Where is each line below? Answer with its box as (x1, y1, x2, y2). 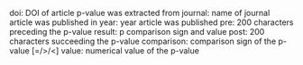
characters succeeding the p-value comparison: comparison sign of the (9, 36, 277, 46)
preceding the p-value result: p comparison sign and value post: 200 (9, 27, 265, 37)
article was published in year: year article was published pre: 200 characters (9, 17, 294, 28)
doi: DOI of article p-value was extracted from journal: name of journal (9, 8, 271, 18)
